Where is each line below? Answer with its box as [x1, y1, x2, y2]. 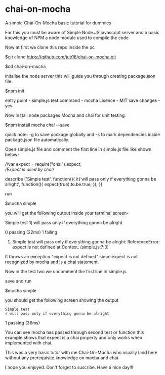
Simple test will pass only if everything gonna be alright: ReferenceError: [12, 238, 160, 244]
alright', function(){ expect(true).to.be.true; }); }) [5, 181, 103, 187]
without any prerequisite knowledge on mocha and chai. [5, 355, 120, 361]
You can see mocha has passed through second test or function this [5, 329, 144, 335]
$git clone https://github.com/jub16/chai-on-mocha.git [5, 53, 116, 60]
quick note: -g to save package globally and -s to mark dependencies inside [5, 131, 161, 137]
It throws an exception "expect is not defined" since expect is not [5, 253, 138, 259]
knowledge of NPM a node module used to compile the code [5, 35, 129, 41]
